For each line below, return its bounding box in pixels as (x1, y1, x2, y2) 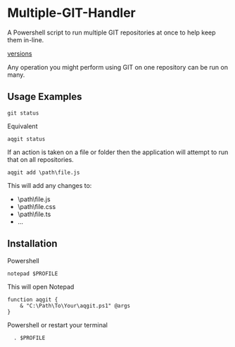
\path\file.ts (17, 210, 51, 218)
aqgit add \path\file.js (7, 169, 80, 176)
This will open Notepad (7, 282, 75, 291)
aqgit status (7, 135, 46, 142)
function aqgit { (7, 296, 58, 303)
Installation (7, 238, 58, 250)
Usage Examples (7, 91, 82, 103)
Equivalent (7, 122, 38, 130)
